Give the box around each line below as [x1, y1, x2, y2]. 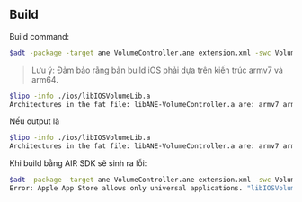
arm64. [31, 74, 58, 84]
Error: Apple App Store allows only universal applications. [9, 184, 244, 193]
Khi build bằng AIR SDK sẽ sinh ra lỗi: [9, 158, 147, 169]
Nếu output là [9, 116, 60, 127]
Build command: [9, 31, 70, 41]
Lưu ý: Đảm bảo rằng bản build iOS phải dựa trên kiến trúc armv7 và [31, 65, 283, 75]
